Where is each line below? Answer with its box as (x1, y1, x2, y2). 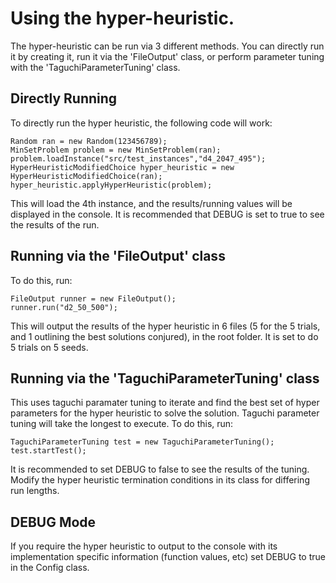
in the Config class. (10, 562, 90, 574)
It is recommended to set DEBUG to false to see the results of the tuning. (10, 463, 310, 476)
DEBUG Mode (10, 513, 97, 531)
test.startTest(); (10, 446, 87, 456)
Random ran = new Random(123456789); (10, 136, 168, 146)
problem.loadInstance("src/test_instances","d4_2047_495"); (10, 153, 267, 164)
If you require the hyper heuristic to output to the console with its (10, 540, 278, 552)
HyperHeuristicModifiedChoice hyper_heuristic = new (10, 162, 235, 172)
